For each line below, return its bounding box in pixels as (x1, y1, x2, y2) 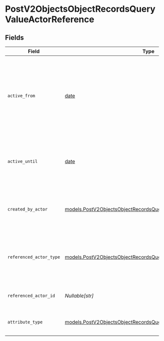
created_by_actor (7, 207, 48, 212)
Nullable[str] (64, 292, 94, 299)
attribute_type (7, 319, 43, 325)
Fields (5, 33, 24, 42)
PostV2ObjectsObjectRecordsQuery (5, 3, 156, 15)
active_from (7, 93, 36, 99)
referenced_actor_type (7, 254, 60, 260)
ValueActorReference (5, 14, 94, 25)
